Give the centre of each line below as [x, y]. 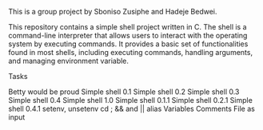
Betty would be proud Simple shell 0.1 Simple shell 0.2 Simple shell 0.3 [124, 92]
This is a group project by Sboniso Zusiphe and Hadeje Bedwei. [113, 12]
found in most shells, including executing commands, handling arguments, [131, 52]
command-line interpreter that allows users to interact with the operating [128, 35]
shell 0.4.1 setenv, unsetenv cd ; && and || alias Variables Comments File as [132, 108]
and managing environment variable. [69, 61]
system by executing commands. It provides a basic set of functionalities [128, 44]
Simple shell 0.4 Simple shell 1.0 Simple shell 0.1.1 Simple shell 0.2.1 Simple [131, 100]
